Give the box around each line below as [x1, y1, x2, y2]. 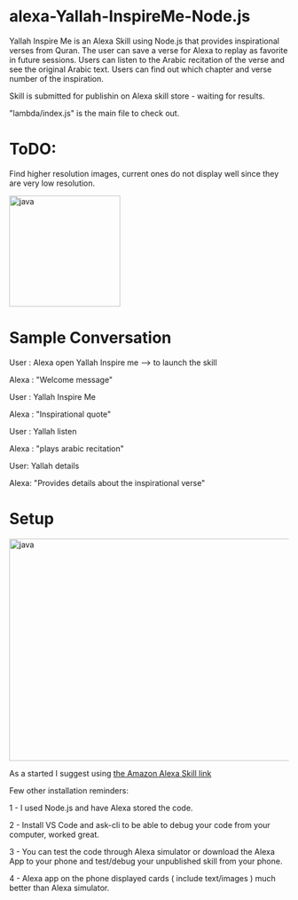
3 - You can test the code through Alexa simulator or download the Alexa [9, 846, 275, 856]
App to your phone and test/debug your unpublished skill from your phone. [9, 856, 283, 866]
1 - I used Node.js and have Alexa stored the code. [9, 802, 193, 813]
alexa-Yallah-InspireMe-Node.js [9, 6, 251, 27]
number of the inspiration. [9, 73, 105, 84]
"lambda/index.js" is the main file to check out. [9, 108, 180, 118]
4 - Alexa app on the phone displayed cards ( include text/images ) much [9, 872, 277, 883]
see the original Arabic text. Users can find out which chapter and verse [9, 64, 272, 75]
